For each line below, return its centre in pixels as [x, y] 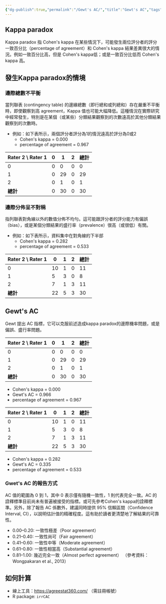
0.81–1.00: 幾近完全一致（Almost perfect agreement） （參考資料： [81, 555]
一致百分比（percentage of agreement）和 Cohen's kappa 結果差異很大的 [80, 48]
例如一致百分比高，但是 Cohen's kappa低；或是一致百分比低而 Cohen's [86, 54]
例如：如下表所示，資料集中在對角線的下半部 [58, 236]
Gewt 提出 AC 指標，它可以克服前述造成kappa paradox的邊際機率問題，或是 [83, 323]
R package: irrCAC [31, 597]
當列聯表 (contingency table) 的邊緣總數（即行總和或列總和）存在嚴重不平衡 [83, 105]
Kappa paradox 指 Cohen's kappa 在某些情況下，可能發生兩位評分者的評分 [81, 42]
